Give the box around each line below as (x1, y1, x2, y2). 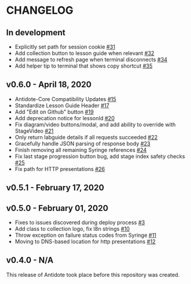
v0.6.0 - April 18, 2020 (6, 80, 92, 90)
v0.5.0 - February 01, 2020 (6, 203, 109, 213)
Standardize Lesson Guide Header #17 (14, 102, 109, 109)
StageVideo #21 (14, 127, 54, 135)
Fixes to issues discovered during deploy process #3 (14, 219, 145, 226)
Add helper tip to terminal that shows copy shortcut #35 (14, 62, 153, 69)
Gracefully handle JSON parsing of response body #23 (14, 140, 151, 147)
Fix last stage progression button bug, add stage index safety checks (14, 152, 185, 160)
